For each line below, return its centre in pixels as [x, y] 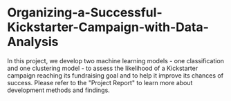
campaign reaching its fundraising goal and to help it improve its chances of [115, 75]
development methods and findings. [59, 90]
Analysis [33, 42]
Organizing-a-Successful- [85, 13]
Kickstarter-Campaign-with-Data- [108, 27]
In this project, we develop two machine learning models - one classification [116, 60]
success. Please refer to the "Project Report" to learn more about [100, 82]
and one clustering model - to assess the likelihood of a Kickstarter [103, 68]
